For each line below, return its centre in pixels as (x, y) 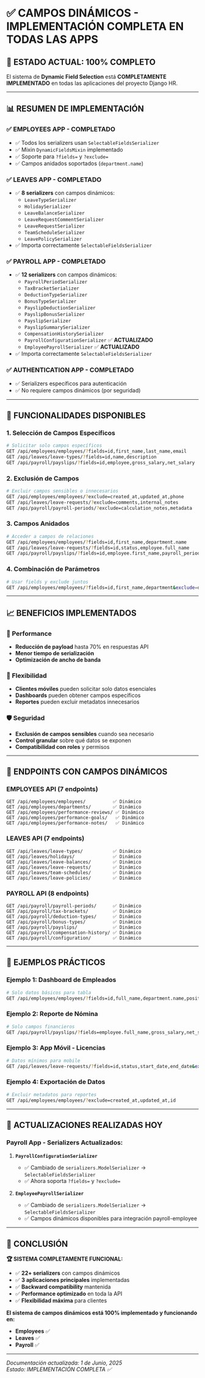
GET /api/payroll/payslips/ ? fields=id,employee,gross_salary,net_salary (101, 462)
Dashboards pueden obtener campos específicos (78, 695)
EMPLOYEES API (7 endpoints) (52, 789)
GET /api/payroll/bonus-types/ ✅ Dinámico (74, 922)
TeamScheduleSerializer (55, 232)
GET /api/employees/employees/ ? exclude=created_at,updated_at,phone (95, 496)
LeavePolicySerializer (53, 239)
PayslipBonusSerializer (55, 315)
